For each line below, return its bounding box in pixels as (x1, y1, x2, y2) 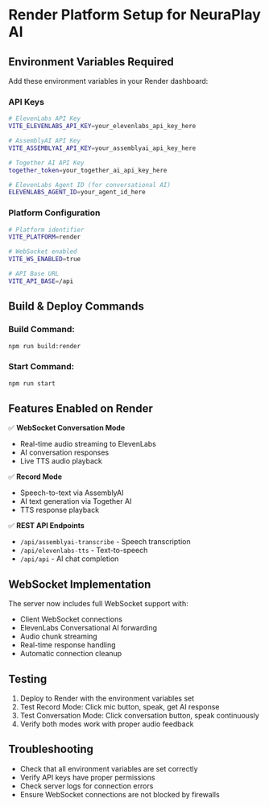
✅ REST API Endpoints (8, 521, 85, 530)
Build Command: (8, 324, 75, 335)
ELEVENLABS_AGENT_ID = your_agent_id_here (8, 188, 147, 197)
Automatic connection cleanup (19, 649, 122, 659)
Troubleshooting (8, 743, 94, 756)
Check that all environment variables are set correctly (19, 763, 199, 773)
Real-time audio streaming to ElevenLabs (19, 439, 157, 449)
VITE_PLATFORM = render (8, 233, 81, 241)
